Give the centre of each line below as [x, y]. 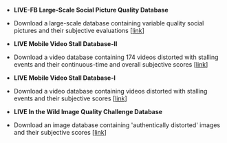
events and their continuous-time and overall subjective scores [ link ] [111, 64]
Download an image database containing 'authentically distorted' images [117, 125]
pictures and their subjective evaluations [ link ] [79, 31]
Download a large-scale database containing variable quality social [109, 23]
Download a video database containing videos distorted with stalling [110, 91]
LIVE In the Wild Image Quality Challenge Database [88, 112]
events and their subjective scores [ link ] [70, 98]
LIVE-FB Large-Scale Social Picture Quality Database [91, 10]
